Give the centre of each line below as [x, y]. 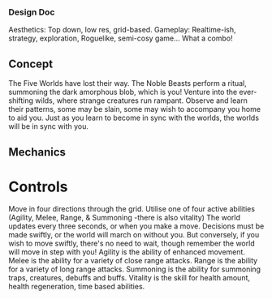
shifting [21, 100]
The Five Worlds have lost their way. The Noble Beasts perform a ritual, [128, 83]
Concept [31, 64]
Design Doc [32, 12]
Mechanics [37, 152]
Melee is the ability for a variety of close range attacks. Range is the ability [133, 261]
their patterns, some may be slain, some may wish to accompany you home [135, 109]
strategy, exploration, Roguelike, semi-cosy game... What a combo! [121, 38]
